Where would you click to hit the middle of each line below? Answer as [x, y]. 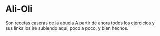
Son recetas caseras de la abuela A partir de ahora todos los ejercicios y [80, 23]
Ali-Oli [19, 9]
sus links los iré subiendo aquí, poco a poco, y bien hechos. [67, 28]
